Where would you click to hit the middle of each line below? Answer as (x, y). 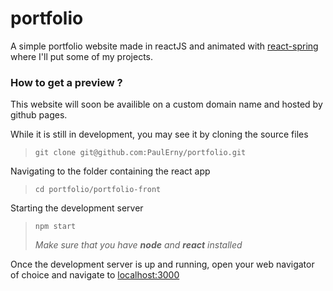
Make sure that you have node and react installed (138, 245)
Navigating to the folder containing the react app (110, 171)
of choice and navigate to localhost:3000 (95, 275)
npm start (55, 227)
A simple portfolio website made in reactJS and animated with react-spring (164, 46)
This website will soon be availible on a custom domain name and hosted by (166, 104)
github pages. (39, 115)
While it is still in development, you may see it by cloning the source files (159, 134)
